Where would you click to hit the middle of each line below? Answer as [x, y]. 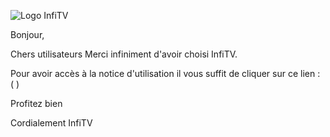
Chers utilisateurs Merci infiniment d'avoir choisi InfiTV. [124, 54]
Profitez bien [36, 103]
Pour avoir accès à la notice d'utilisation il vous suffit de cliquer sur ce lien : [165, 73]
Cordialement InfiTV [51, 123]
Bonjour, [27, 34]
